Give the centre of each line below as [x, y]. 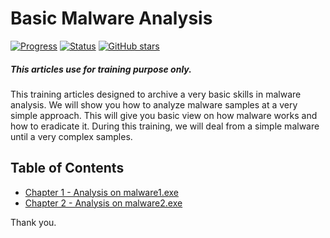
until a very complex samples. [71, 136]
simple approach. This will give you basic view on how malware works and [164, 115]
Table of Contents [67, 168]
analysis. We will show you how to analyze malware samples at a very [154, 104]
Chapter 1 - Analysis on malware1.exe [102, 192]
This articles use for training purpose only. [101, 69]
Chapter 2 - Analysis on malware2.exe [103, 203]
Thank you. [33, 222]
